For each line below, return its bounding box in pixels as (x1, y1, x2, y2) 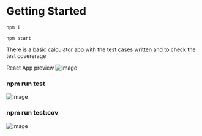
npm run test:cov (6, 109, 59, 117)
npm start (6, 35, 32, 41)
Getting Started (6, 4, 87, 18)
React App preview (6, 64, 54, 71)
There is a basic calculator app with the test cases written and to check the (6, 46, 196, 53)
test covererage (6, 52, 47, 59)
